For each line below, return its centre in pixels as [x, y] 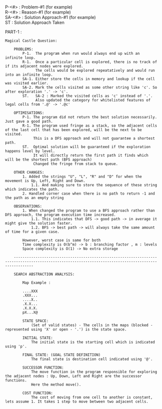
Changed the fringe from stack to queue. [76, 164]
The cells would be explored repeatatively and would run [95, 70]
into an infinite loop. [29, 75]
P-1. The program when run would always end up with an [81, 53]
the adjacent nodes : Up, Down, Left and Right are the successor [73, 376]
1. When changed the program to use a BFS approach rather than [89, 211]
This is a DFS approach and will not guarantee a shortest [94, 138]
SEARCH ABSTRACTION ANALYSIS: [44, 274]
